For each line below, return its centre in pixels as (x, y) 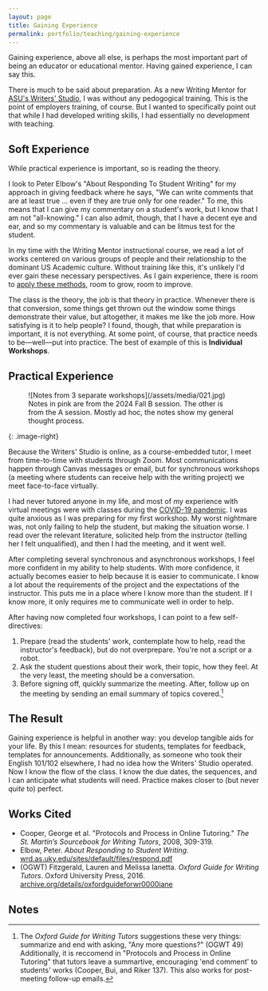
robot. (30, 658)
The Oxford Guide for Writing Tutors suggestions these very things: (130, 937)
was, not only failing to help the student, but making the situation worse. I (129, 527)
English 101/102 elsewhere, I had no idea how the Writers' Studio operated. (131, 763)
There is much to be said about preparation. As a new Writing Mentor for (128, 90)
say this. (22, 74)
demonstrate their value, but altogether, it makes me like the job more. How (132, 317)
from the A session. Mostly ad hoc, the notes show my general (131, 412)
